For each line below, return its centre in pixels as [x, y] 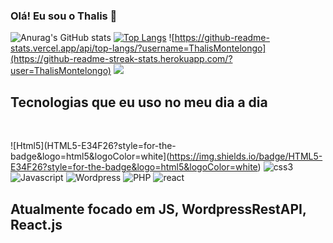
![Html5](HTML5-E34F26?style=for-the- [93, 146]
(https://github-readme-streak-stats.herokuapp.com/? [121, 59]
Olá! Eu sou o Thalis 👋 [64, 16]
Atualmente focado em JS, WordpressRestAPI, [158, 209]
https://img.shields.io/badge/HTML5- [246, 156]
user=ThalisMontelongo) [61, 71]
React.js [36, 224]
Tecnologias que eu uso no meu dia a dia [139, 102]
